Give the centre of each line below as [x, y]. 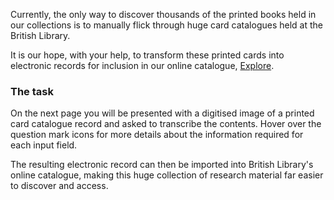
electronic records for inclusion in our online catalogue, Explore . [142, 65]
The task [32, 91]
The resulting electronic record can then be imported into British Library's [162, 165]
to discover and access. [59, 186]
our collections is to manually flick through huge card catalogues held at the [166, 25]
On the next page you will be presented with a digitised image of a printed [162, 113]
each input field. [44, 145]
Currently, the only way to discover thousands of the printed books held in [163, 14]
